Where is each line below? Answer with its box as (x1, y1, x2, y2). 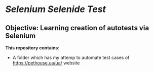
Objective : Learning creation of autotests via (5, 24, 149, 32)
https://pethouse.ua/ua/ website (12, 60, 80, 66)
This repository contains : (5, 45, 60, 51)
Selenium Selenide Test (5, 4, 106, 15)
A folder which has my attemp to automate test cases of (12, 54, 130, 60)
